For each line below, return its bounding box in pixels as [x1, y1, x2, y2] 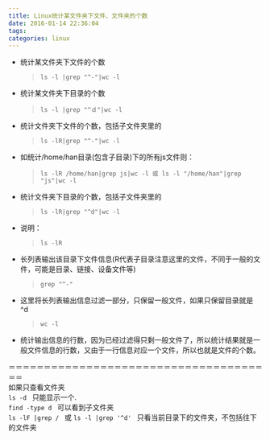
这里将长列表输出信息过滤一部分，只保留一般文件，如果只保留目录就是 [19, 295, 254, 306]
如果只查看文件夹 [8, 383, 65, 393]
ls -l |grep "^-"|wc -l [39, 73, 121, 81]
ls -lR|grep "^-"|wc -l [39, 138, 121, 146]
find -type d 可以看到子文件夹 [8, 403, 114, 413]
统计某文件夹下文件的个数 [19, 57, 106, 67]
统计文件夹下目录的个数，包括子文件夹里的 [19, 192, 162, 202]
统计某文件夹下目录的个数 [19, 88, 106, 98]
